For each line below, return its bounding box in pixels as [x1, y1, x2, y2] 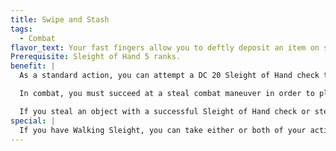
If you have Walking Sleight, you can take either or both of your [19, 125, 307, 135]
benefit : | [10, 61, 56, 71]
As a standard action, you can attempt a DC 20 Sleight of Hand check [19, 71, 320, 81]
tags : [10, 24, 33, 34]
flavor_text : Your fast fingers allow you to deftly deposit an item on [10, 42, 320, 53]
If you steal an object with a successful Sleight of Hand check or [19, 106, 311, 116]
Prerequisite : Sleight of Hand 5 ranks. [10, 52, 182, 62]
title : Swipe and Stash [10, 14, 110, 25]
